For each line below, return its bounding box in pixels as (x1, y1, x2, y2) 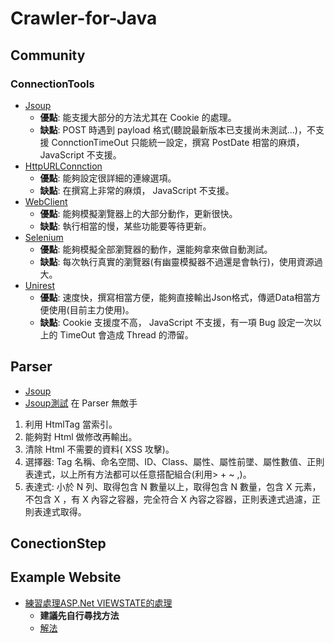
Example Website (10, 569, 122, 586)
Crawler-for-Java (10, 7, 158, 30)
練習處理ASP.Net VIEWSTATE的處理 (24, 597, 173, 609)
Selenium (24, 231, 64, 243)
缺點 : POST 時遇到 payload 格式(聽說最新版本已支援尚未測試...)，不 (39, 123, 316, 136)
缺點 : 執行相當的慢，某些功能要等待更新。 (39, 220, 212, 232)
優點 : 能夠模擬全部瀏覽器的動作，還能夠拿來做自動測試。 (39, 243, 273, 255)
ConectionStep (10, 535, 107, 552)
